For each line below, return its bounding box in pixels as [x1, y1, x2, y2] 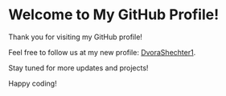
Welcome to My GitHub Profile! [8, 6, 220, 24]
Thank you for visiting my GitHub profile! [8, 32, 143, 42]
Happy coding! [8, 78, 58, 88]
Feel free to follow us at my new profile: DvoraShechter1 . [8, 47, 196, 57]
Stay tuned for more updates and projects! [8, 62, 149, 73]
